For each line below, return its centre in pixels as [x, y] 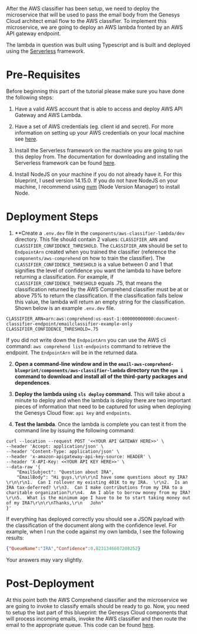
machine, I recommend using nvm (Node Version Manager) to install [97, 186]
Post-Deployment [50, 583]
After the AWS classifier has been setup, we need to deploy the [83, 9]
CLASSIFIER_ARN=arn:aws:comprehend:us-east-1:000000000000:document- [93, 319]
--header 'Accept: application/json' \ [55, 446]
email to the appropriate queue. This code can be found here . [81, 625]
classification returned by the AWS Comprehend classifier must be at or [101, 289]
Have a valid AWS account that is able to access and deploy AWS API [98, 109]
